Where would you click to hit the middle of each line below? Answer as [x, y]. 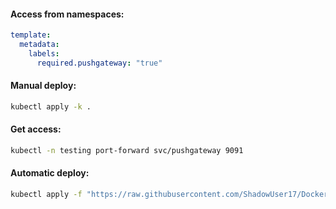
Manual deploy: [43, 86]
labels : [44, 53]
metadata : [39, 45]
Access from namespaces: [67, 14]
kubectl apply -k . [51, 106]
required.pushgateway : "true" [99, 63]
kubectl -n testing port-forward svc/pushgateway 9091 [127, 150]
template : [31, 35]
